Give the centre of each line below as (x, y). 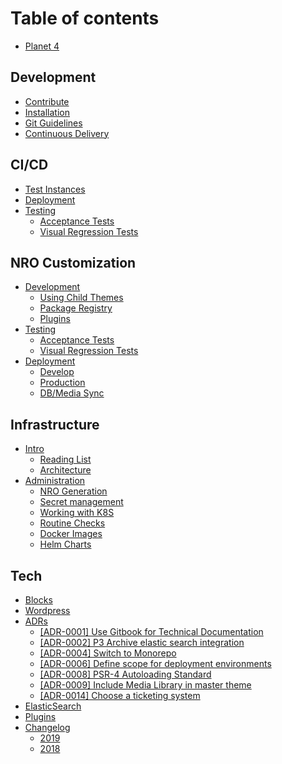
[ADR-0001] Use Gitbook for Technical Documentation (151, 631)
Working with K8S (77, 513)
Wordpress (47, 610)
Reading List (65, 459)
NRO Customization (73, 262)
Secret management (81, 502)
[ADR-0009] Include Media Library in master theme (145, 685)
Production (62, 383)
